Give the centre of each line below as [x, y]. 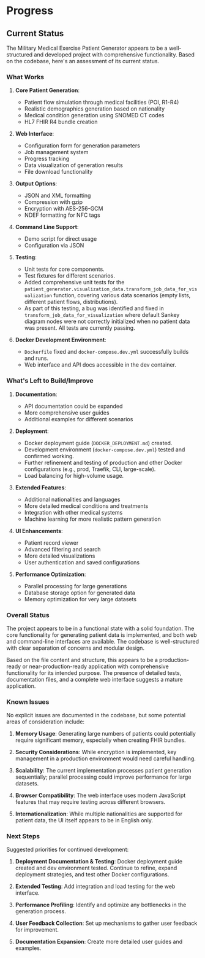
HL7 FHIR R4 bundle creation [61, 122]
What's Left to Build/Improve [50, 381]
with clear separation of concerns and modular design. [76, 648]
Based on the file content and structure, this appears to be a [82, 660]
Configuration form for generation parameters [82, 146]
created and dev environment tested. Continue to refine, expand [96, 868]
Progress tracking [47, 159]
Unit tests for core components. [65, 269]
